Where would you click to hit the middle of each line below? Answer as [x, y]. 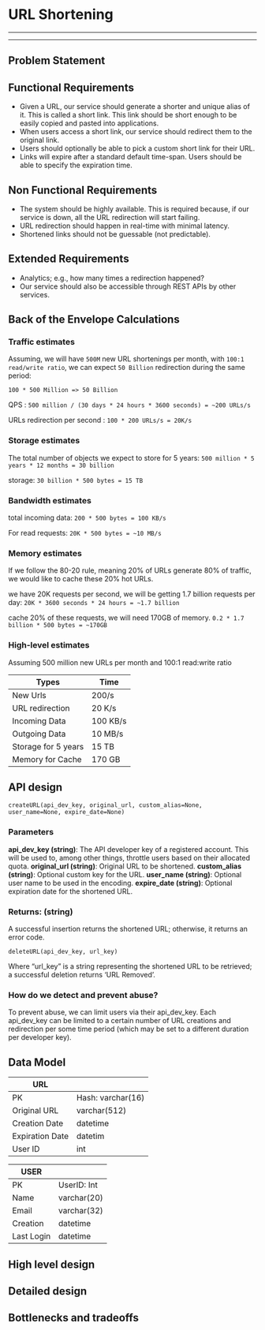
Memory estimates [45, 553]
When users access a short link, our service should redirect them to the [136, 132]
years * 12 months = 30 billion [61, 465]
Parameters [31, 832]
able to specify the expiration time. [76, 165]
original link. [39, 140]
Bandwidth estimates [50, 500]
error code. [26, 937]
